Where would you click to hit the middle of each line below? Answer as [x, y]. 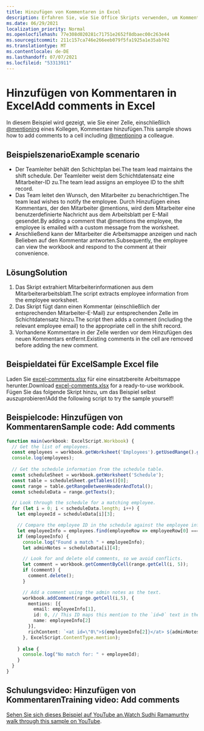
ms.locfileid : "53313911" [39, 63]
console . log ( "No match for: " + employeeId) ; [81, 654]
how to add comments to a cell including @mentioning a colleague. [90, 136]
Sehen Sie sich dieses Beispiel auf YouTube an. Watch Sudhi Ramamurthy [98, 715]
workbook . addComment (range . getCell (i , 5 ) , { [78, 598]
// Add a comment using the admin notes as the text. [92, 592]
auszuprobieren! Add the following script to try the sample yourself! [90, 398]
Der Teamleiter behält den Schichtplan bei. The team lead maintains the [104, 169]
